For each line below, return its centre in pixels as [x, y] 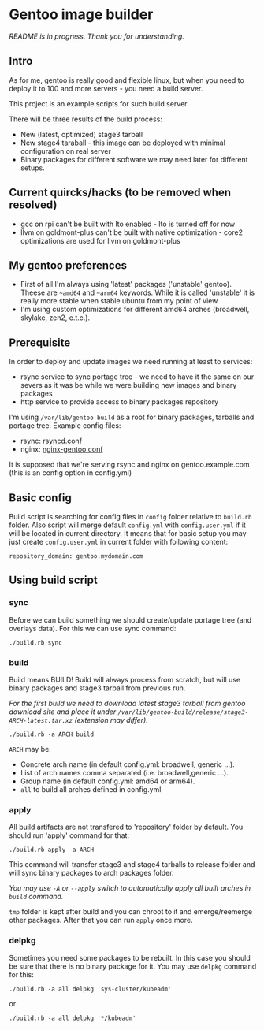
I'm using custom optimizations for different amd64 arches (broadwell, [135, 310]
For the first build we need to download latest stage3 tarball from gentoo [128, 703]
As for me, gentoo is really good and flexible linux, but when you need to [127, 80]
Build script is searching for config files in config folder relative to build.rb [130, 517]
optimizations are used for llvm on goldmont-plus [100, 240]
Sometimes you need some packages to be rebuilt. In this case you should [130, 957]
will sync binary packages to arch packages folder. [91, 873]
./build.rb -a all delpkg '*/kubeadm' [73, 1018]
